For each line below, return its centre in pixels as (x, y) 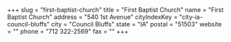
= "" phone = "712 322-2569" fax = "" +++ (68, 31)
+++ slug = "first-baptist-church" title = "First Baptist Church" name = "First (115, 10)
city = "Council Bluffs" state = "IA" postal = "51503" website (137, 24)
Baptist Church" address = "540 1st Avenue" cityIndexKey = (92, 17)
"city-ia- (191, 17)
